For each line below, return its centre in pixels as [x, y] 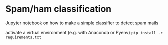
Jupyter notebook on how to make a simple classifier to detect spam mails [82, 23]
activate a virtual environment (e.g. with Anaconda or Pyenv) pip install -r [84, 32]
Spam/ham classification [58, 9]
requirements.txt [23, 37]
